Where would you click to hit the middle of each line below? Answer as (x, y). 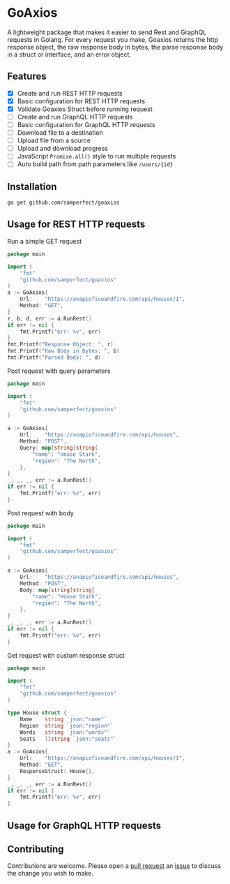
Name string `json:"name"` (64, 719)
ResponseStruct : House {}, (58, 771)
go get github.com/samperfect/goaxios (63, 203)
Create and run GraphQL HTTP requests (75, 117)
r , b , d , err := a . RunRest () (49, 318)
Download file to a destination (60, 133)
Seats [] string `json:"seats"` (68, 739)
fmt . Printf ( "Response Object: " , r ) (60, 345)
